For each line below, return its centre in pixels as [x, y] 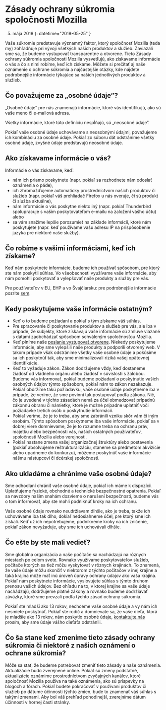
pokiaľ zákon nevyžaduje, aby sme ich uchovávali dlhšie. [63, 527]
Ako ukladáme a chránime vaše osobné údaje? [79, 473]
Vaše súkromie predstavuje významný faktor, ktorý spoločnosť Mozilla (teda [83, 43]
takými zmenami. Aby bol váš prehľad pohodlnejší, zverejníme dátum [76, 697]
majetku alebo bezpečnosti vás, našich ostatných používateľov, [77, 432]
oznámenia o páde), [33, 185]
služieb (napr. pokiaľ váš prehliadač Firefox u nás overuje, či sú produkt [85, 196]
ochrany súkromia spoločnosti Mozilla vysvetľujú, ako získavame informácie [83, 59]
